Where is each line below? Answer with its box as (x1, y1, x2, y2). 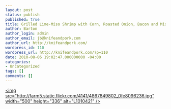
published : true (5, 17, 40, 22)
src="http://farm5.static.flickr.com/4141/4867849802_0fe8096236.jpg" (5, 92, 154, 99)
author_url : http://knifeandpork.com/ (5, 41, 88, 46)
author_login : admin (5, 31, 49, 36)
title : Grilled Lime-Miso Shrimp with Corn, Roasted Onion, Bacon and (5, 21, 158, 27)
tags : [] (5, 69, 24, 74)
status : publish (5, 12, 40, 17)
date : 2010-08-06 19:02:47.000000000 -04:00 (5, 54, 101, 60)
